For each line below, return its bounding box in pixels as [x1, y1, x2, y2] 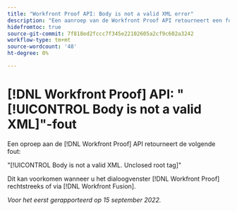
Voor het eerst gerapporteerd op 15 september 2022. [7, 195, 162, 204]
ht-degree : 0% [7, 50, 49, 57]
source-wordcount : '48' [7, 43, 78, 50]
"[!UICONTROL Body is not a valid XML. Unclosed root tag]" [7, 160, 182, 169]
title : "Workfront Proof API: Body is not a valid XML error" [7, 10, 194, 18]
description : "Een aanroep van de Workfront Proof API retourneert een [7, 17, 222, 24]
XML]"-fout [7, 116, 78, 133]
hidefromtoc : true [7, 23, 61, 30]
